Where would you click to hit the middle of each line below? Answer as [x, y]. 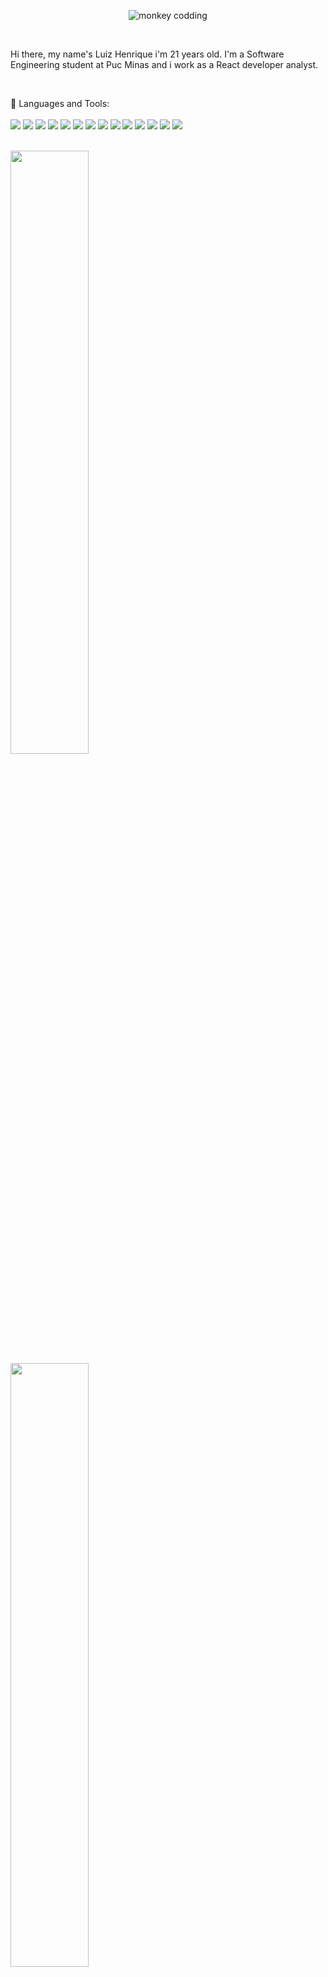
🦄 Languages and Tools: [60, 103]
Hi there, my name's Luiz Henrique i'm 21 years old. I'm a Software [147, 54]
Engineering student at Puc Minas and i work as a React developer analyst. [164, 64]
